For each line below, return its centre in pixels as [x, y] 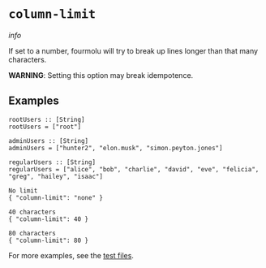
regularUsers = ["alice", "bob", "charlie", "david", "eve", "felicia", [134, 169]
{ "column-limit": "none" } [56, 197]
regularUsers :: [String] [52, 162]
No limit [23, 190]
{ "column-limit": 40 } [49, 219]
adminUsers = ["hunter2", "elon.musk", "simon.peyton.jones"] [116, 148]
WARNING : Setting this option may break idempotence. [101, 75]
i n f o [15, 35]
